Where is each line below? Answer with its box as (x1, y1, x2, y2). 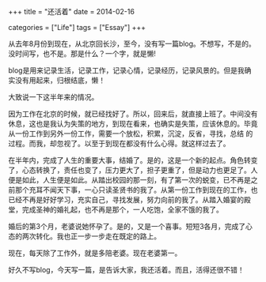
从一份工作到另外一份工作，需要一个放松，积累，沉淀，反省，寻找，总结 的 (8, 129, 253, 138)
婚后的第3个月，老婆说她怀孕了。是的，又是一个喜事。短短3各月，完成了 (8, 222, 246, 231)
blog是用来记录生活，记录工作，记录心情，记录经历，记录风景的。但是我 (8, 66, 245, 75)
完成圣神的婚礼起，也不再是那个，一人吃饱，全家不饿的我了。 (21, 205, 223, 214)
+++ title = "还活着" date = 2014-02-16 (8, 7, 135, 16)
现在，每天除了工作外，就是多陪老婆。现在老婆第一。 (8, 248, 182, 258)
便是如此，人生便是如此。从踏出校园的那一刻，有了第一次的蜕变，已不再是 (8, 175, 251, 184)
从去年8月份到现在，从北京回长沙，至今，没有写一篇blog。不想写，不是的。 (8, 39, 256, 48)
